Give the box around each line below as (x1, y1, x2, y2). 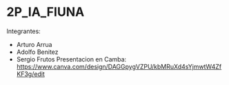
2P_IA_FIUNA (6, 4, 85, 20)
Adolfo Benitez (16, 48, 59, 56)
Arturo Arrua (16, 40, 52, 48)
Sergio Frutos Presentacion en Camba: (16, 55, 127, 63)
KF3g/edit (16, 70, 46, 78)
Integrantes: (6, 27, 41, 35)
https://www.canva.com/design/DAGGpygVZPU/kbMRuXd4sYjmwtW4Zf (16, 62, 222, 70)
